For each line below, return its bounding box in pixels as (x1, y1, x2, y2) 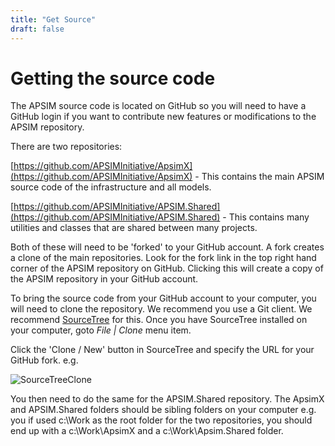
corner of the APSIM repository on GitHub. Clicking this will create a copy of (10, 262, 324, 275)
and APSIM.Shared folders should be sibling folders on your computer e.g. (10, 404, 317, 416)
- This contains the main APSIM (194, 171, 325, 183)
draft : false (10, 24, 65, 34)
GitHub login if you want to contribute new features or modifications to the (10, 111, 317, 123)
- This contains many (222, 211, 310, 223)
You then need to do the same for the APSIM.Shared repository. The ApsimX (10, 393, 325, 405)
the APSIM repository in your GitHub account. (10, 273, 199, 285)
